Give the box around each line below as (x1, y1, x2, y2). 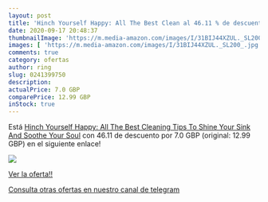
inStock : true (8, 100, 56, 108)
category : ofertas (8, 56, 69, 64)
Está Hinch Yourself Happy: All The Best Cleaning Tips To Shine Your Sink (8, 122, 251, 132)
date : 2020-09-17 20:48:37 (8, 26, 98, 34)
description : (8, 78, 52, 86)
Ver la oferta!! (8, 169, 53, 179)
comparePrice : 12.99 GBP (8, 93, 91, 101)
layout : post (8, 11, 52, 20)
